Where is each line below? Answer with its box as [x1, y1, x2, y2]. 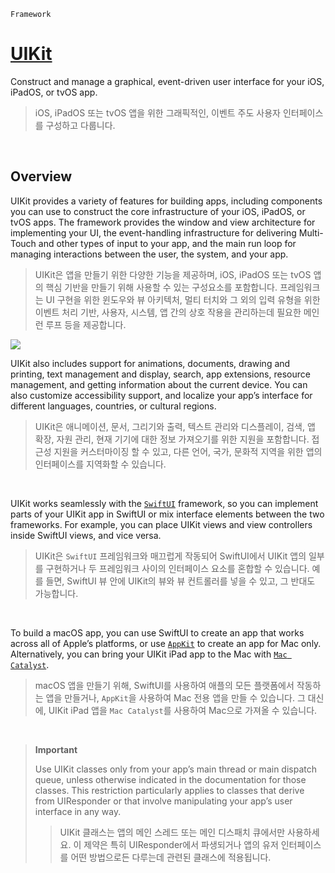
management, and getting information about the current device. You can [10, 378, 308, 390]
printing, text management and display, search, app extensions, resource [10, 368, 311, 380]
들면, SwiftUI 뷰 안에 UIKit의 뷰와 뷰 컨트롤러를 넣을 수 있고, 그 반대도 [45, 575, 316, 587]
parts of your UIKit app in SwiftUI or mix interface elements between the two [10, 508, 325, 520]
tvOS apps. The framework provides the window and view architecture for [10, 216, 316, 228]
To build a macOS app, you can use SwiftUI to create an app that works [10, 626, 305, 639]
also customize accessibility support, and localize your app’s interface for [10, 389, 313, 401]
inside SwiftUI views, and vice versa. [10, 529, 162, 541]
